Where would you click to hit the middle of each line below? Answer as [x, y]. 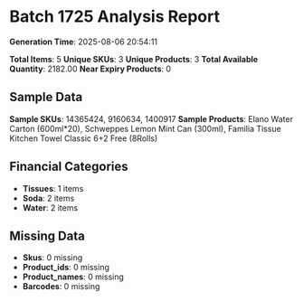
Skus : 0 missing [52, 258]
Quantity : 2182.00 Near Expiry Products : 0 [90, 69]
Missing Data [47, 235]
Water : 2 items [50, 207]
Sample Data [46, 97]
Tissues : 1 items [53, 188]
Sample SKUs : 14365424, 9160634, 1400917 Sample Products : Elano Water [151, 118]
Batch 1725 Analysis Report [114, 17]
